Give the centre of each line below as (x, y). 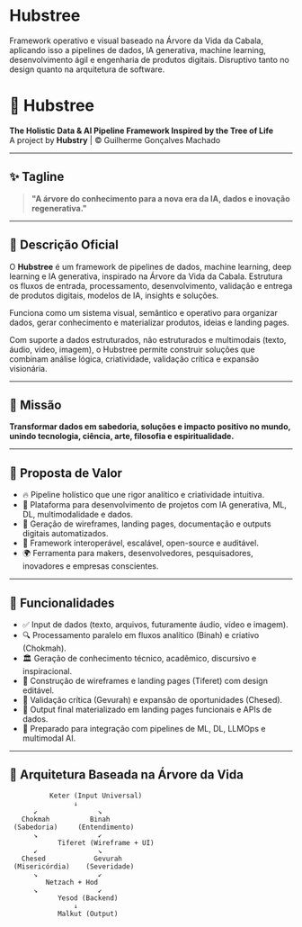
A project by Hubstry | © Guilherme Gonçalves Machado (115, 139)
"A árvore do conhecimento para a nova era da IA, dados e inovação (160, 198)
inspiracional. (47, 670)
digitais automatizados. (66, 534)
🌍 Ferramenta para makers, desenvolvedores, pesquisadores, (138, 553)
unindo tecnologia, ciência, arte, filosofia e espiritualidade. (122, 436)
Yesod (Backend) (88, 898)
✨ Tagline (37, 177)
